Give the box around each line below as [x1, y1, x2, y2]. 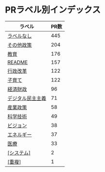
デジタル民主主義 [7, 95, 46, 102]
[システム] [7, 149, 31, 156]
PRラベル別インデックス [5, 4, 101, 16]
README [7, 59, 28, 65]
